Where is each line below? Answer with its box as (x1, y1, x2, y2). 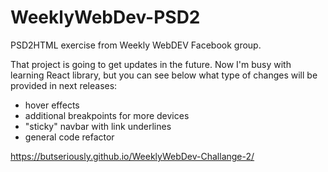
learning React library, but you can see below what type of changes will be (10, 69, 318, 81)
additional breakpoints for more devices (24, 109, 190, 121)
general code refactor (24, 131, 115, 143)
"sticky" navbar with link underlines (24, 120, 172, 132)
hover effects (24, 99, 80, 111)
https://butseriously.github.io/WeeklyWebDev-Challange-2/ (10, 150, 255, 162)
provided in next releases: (10, 79, 118, 91)
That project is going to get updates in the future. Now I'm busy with (10, 58, 292, 70)
